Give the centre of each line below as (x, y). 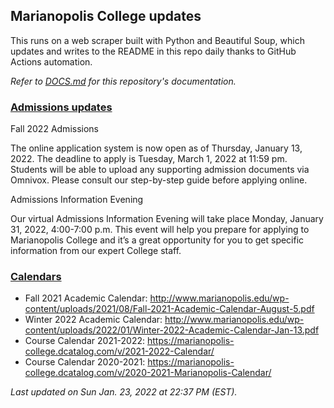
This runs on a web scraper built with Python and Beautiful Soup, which (157, 40)
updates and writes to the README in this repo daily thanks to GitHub (153, 51)
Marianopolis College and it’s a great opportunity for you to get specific (157, 240)
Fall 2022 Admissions (54, 129)
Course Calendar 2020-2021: (85, 362)
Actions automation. (51, 61)
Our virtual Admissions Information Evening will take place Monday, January (167, 219)
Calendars (36, 277)
